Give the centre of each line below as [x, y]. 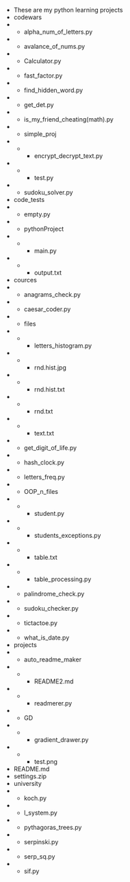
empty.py [37, 214]
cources [25, 280]
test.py [44, 178]
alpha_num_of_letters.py [58, 32]
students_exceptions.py [67, 535]
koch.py [35, 798]
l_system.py [41, 813]
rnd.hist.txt [49, 389]
